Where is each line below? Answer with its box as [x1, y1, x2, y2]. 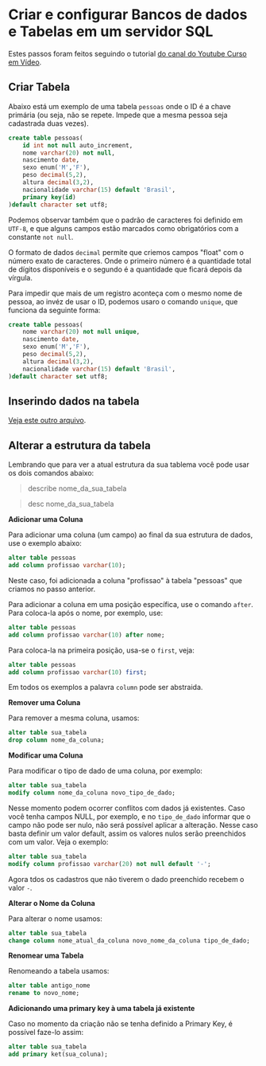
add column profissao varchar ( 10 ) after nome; [8, 631, 165, 639]
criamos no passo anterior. [8, 584, 96, 594]
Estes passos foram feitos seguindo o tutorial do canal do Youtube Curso [8, 49, 248, 58]
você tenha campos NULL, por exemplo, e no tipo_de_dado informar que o [8, 811, 252, 821]
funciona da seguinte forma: [8, 305, 101, 315]
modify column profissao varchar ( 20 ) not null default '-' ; [8, 860, 212, 868]
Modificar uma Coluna [8, 751, 83, 760]
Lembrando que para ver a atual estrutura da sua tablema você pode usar [8, 460, 250, 469]
